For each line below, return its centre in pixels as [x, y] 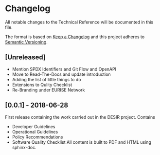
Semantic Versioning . [26, 42]
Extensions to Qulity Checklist [42, 85]
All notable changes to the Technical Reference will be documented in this [79, 22]
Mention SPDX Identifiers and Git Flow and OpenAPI [64, 69]
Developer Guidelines [34, 126]
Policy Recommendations [37, 137]
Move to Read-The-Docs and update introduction [61, 74]
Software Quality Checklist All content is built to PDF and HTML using [82, 142]
